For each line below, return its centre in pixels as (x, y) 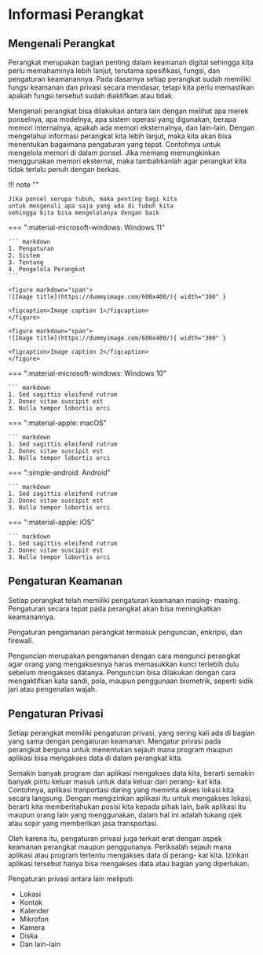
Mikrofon (34, 919)
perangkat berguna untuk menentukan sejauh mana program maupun (121, 749)
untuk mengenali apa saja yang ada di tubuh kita (91, 206)
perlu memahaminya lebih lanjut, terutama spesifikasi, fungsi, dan (114, 71)
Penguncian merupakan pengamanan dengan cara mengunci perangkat (124, 656)
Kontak (31, 902)
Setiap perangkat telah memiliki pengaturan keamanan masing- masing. (124, 600)
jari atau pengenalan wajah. (53, 689)
